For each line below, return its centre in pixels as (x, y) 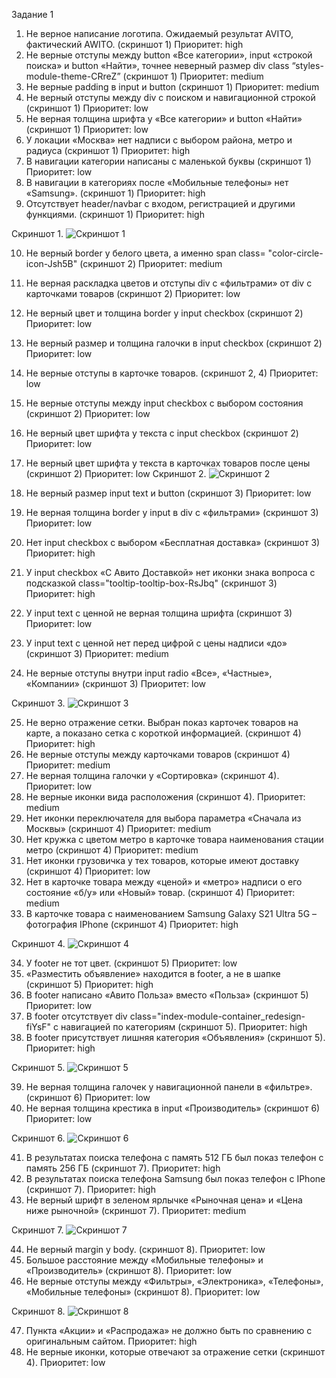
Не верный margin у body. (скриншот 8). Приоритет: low (145, 1249)
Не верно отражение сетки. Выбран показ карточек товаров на (162, 722)
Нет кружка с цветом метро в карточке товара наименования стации (174, 839)
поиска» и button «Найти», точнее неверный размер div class (157, 65)
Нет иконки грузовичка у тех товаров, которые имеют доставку (162, 860)
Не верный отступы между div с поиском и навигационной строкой (170, 97)
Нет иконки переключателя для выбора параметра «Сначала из (163, 818)
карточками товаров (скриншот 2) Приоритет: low (133, 293)
